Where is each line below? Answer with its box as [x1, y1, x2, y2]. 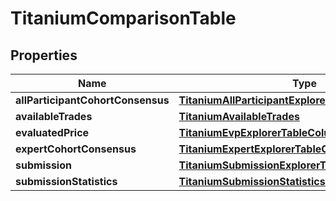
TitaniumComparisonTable [10, 7, 237, 30]
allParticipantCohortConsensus [15, 93, 170, 107]
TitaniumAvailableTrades [178, 110, 300, 123]
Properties [10, 47, 78, 64]
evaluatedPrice [15, 126, 90, 139]
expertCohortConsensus [15, 142, 137, 156]
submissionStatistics [15, 175, 118, 188]
